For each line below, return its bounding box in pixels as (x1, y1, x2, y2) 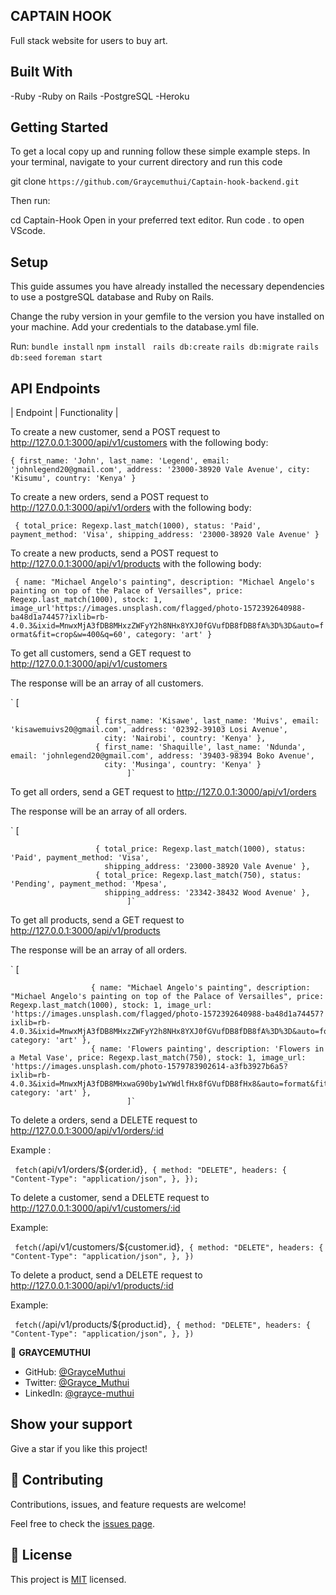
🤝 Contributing (10, 1472, 104, 1489)
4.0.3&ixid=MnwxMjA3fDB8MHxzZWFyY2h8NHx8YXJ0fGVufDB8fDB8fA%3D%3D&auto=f (10, 621, 325, 631)
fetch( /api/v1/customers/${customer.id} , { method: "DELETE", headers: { (14, 1241, 324, 1253)
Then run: (10, 195, 51, 207)
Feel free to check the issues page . (10, 1517, 155, 1529)
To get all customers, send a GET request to (10, 647, 192, 659)
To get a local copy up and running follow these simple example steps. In (10, 145, 311, 158)
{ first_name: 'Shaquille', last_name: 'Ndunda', (95, 742, 307, 753)
